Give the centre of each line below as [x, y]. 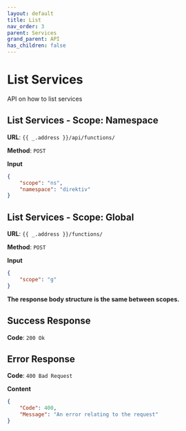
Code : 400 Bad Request [40, 376]
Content [19, 389]
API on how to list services [45, 99]
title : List [24, 20]
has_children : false [37, 46]
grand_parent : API [33, 39]
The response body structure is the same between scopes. [93, 299]
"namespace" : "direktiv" [55, 189]
